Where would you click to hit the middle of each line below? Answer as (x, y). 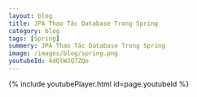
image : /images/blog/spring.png (63, 53)
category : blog (34, 31)
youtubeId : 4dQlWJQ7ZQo (49, 61)
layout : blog (31, 16)
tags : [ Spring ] (34, 38)
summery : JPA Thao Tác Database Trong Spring (87, 46)
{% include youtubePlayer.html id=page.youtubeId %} (99, 84)
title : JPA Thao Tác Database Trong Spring (83, 23)
